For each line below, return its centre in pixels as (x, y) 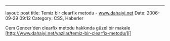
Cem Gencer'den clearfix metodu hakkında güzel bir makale (68, 28)
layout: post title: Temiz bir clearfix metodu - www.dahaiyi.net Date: (75, 13)
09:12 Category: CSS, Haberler (51, 18)
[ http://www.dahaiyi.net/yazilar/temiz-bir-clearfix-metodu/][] (68, 33)
